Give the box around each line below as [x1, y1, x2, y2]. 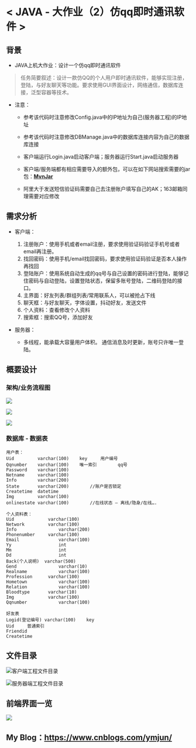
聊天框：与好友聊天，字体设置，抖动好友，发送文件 [23, 299, 147, 306]
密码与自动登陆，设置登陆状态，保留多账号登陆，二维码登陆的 [28, 277, 177, 284]
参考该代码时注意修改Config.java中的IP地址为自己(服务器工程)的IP [23, 114, 182, 121]
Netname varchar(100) [6, 472, 69, 478]
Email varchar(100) [6, 537, 91, 543]
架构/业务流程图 [6, 384, 51, 392]
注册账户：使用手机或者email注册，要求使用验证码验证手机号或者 [23, 241, 180, 248]
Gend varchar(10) [6, 563, 88, 569]
